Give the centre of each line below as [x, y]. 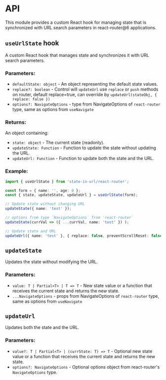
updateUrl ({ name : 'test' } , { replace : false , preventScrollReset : [77, 236]
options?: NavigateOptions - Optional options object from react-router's [86, 367]
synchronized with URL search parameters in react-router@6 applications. [81, 27]
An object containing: [27, 133]
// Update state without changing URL [45, 204]
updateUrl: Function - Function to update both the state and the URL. [83, 159]
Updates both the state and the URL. [42, 327]
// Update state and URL [31, 231]
